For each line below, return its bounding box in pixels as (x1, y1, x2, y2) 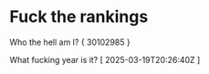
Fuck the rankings (9, 6, 149, 27)
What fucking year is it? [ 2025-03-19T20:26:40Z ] (9, 54, 201, 65)
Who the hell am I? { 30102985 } (9, 37, 131, 48)
